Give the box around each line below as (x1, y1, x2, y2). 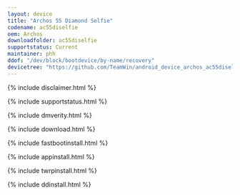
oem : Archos (7, 30, 43, 38)
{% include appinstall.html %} (7, 152, 95, 161)
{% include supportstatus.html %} (7, 97, 108, 106)
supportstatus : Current (7, 44, 79, 51)
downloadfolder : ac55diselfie (7, 37, 98, 44)
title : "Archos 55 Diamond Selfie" (7, 17, 114, 24)
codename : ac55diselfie (7, 24, 79, 31)
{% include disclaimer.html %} (7, 83, 96, 91)
